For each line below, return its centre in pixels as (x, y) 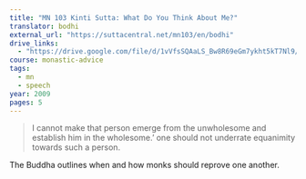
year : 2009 (30, 94)
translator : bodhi (44, 26)
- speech (34, 85)
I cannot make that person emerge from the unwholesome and (149, 128)
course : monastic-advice (56, 60)
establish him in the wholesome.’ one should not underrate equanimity (163, 138)
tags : (20, 69)
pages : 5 (26, 102)
